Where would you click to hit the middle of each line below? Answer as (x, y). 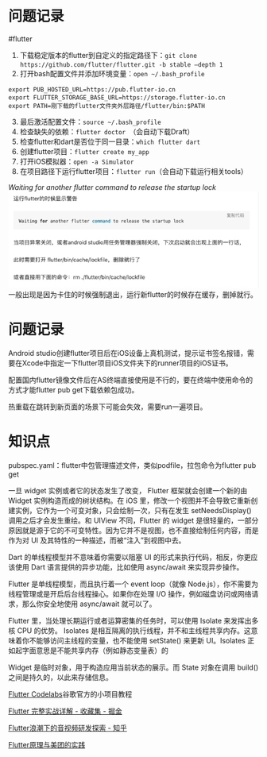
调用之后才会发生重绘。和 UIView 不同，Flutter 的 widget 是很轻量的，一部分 (133, 520)
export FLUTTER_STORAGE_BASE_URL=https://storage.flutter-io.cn (117, 97)
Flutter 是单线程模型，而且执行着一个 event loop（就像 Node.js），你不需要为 (133, 584)
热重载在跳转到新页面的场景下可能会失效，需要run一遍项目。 (108, 407)
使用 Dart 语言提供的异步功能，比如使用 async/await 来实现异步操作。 (129, 567)
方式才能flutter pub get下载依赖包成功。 (74, 389)
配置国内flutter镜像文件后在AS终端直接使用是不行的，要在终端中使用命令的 (130, 380)
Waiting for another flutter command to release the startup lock (112, 187)
